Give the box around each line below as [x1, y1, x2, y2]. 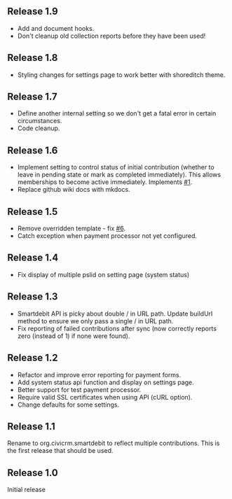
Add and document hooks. [17, 24, 95, 32]
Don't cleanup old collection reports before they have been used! [17, 31, 206, 40]
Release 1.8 [7, 52, 58, 64]
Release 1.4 [7, 252, 59, 264]
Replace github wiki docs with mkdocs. [17, 185, 131, 194]
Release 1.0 [7, 467, 58, 479]
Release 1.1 [7, 420, 56, 433]
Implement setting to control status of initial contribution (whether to [17, 163, 215, 171]
